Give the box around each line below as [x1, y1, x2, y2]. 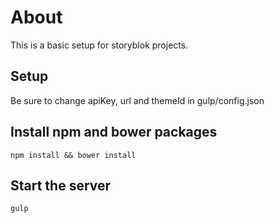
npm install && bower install [10, 150, 137, 160]
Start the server [10, 177, 112, 194]
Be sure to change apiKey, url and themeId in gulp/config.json [10, 94, 265, 106]
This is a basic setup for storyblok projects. [10, 39, 189, 51]
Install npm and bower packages [10, 124, 218, 141]
